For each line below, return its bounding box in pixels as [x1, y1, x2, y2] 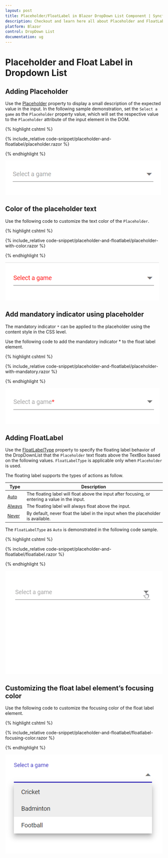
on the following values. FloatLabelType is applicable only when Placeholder [5, 458, 162, 464]
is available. [26, 516, 51, 522]
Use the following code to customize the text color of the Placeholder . [5, 218, 149, 224]
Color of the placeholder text [5, 205, 96, 213]
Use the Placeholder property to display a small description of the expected [5, 101, 161, 106]
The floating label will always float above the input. [26, 503, 131, 509]
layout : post [5, 8, 32, 13]
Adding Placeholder [5, 87, 68, 96]
